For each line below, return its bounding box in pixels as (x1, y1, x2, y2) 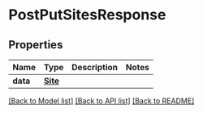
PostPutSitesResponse (8, 6, 166, 24)
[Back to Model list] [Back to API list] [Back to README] (8, 96, 195, 106)
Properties (8, 38, 63, 52)
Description (71, 62, 118, 73)
